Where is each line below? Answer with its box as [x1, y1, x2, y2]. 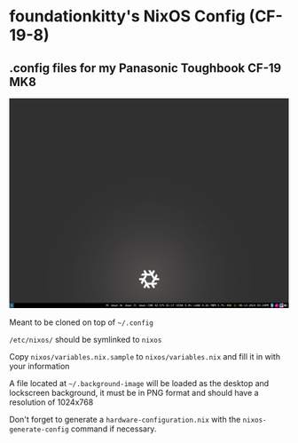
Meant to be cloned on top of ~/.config [9, 317, 153, 328]
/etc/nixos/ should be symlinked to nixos [9, 335, 162, 344]
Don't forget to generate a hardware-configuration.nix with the [9, 415, 241, 424]
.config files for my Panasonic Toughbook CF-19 [9, 60, 282, 75]
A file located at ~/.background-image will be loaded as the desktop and [9, 378, 270, 388]
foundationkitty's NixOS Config [9, 6, 246, 27]
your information [9, 361, 70, 371]
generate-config [9, 425, 69, 434]
